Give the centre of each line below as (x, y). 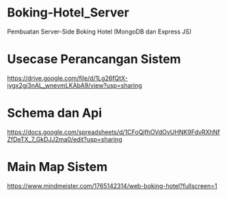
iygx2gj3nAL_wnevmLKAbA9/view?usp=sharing (75, 85)
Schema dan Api (55, 113)
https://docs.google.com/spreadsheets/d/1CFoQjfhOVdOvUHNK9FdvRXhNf (113, 132)
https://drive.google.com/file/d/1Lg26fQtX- (68, 78)
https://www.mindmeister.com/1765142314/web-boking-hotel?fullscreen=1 (112, 185)
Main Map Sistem (57, 167)
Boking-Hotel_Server (68, 13)
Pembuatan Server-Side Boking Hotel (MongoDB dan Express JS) (99, 31)
